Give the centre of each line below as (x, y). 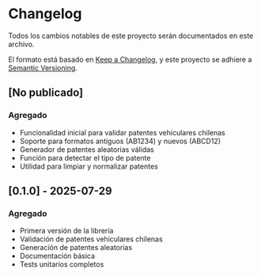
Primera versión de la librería (66, 231)
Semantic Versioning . (43, 67)
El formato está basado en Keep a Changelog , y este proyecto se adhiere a (130, 59)
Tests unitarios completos (62, 264)
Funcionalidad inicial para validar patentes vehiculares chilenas (122, 132)
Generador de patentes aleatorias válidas (87, 149)
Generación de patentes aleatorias (76, 248)
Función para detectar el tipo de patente (85, 157)
